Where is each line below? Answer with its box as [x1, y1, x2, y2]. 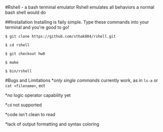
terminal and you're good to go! [5, 24, 70, 30]
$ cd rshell [5, 43, 30, 48]
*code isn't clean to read [5, 112, 56, 117]
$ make [5, 60, 19, 65]
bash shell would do [5, 9, 46, 15]
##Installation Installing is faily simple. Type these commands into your [5, 19, 149, 25]
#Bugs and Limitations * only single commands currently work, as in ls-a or [5, 77, 158, 83]
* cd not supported [5, 102, 42, 108]
